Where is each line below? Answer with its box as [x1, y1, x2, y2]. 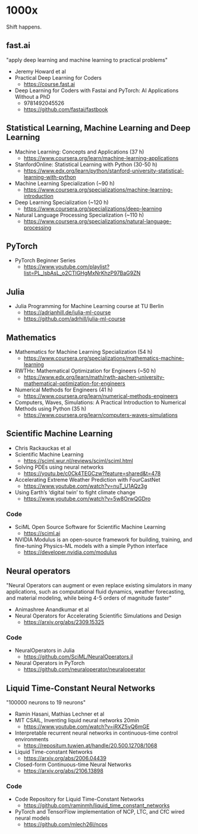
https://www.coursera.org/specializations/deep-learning [23, 205, 162, 212]
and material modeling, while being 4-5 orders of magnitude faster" [6, 594, 172, 601]
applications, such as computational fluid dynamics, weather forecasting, [6, 588, 186, 595]
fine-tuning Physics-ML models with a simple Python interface [14, 543, 168, 550]
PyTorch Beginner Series [14, 257, 76, 264]
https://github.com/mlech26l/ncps [23, 821, 108, 828]
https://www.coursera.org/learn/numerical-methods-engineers [23, 393, 178, 399]
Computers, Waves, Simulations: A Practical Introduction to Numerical [14, 399, 186, 406]
